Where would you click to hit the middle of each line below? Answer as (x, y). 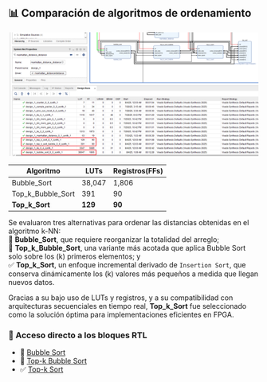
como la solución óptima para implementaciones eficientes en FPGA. (121, 314)
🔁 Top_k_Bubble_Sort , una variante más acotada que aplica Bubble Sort (127, 248)
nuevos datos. (31, 282)
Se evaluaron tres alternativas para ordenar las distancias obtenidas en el (129, 222)
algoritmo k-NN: (35, 231)
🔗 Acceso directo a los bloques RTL (78, 335)
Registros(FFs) (138, 171)
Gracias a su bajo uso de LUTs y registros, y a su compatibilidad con (121, 298)
